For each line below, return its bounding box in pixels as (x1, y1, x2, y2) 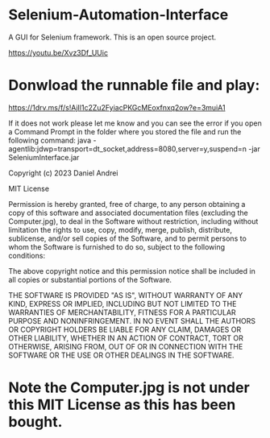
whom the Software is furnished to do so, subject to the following (8, 242, 226, 251)
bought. (8, 413, 63, 432)
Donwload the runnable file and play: (8, 76, 260, 94)
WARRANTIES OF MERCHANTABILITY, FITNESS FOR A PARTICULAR (8, 308, 236, 317)
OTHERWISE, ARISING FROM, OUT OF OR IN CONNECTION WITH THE (8, 341, 243, 351)
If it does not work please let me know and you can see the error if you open (8, 118, 262, 128)
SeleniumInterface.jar (8, 152, 80, 162)
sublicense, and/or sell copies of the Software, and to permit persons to (8, 233, 247, 243)
